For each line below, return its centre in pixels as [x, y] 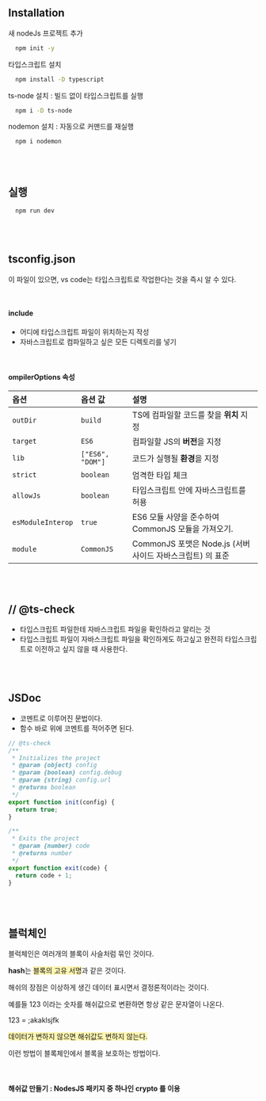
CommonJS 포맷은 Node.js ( [184, 544]
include [21, 313]
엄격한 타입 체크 [160, 476]
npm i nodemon [38, 142]
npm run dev [35, 211]
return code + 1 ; [44, 875]
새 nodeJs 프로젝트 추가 [46, 33]
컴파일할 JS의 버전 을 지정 [177, 442]
